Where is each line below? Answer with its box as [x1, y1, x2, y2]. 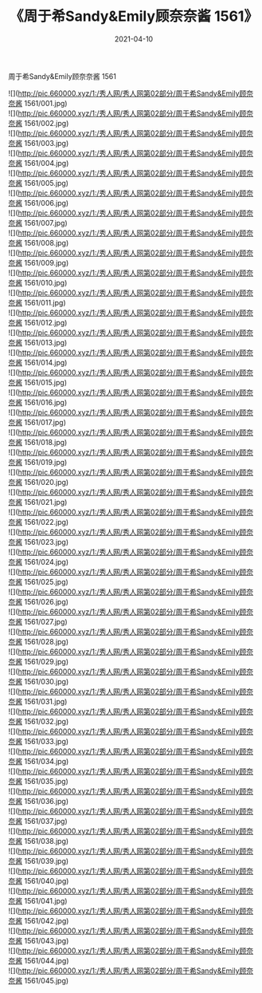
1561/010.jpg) [23, 278, 68, 287]
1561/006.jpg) [23, 198, 69, 207]
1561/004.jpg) [23, 158, 69, 167]
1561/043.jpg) [23, 936, 69, 945]
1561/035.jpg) [23, 776, 69, 786]
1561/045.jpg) [23, 975, 69, 985]
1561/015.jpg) [23, 377, 68, 387]
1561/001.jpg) [23, 98, 68, 108]
